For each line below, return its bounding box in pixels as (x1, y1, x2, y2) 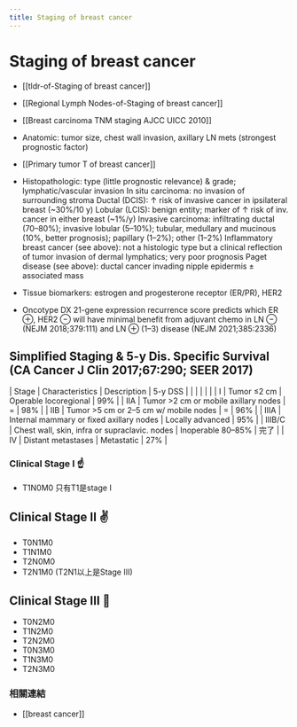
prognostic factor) (21, 141, 89, 152)
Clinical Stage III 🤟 (9, 593, 111, 608)
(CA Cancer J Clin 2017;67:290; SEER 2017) (9, 363, 254, 378)
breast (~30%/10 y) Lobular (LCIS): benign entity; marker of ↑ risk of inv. (21, 204, 289, 215)
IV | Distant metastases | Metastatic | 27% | (9, 435, 168, 446)
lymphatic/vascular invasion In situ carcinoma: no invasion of (21, 185, 246, 196)
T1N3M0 (21, 654, 54, 665)
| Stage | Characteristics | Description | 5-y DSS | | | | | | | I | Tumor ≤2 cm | (9, 387, 282, 397)
